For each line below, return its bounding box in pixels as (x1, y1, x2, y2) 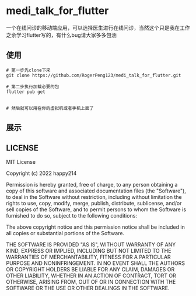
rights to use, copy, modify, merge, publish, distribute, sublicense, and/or (6, 199, 182, 206)
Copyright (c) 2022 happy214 (6, 170, 77, 177)
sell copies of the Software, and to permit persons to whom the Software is (6, 206, 187, 213)
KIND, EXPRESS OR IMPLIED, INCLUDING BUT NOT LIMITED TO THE (6, 247, 171, 254)
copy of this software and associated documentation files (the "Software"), (6, 187, 187, 194)
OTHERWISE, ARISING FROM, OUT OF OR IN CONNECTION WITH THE (6, 278, 176, 285)
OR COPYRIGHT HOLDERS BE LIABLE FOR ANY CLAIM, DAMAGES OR (6, 266, 175, 273)
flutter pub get (6, 89, 45, 95)
